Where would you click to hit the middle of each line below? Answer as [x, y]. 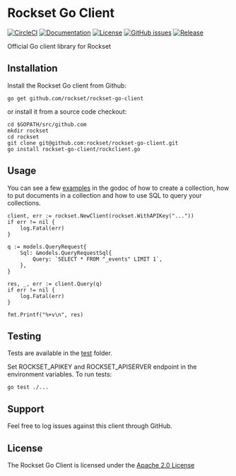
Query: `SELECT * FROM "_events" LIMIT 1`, [98, 259]
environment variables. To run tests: [60, 374]
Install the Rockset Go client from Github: [67, 85]
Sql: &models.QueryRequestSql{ [66, 253]
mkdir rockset [28, 131]
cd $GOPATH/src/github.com [47, 124]
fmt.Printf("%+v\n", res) [45, 315]
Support [26, 409]
